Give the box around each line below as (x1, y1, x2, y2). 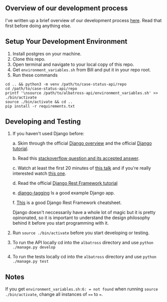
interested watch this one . (12, 170, 67, 176)
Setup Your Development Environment (5, 37, 128, 46)
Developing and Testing (5, 118, 81, 126)
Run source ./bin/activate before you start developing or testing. (12, 230, 149, 236)
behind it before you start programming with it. (12, 220, 109, 226)
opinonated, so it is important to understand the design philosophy (12, 215, 150, 221)
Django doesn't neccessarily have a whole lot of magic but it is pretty (12, 210, 156, 216)
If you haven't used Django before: (12, 131, 84, 137)
